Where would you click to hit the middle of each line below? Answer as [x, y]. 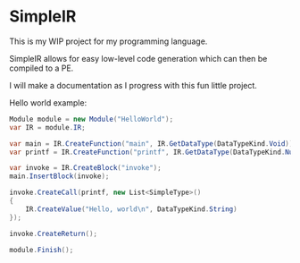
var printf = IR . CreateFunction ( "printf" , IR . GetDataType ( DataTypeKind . [147, 152]
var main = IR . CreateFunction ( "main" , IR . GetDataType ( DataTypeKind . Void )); [153, 144]
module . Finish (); [42, 250]
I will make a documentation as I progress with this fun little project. [133, 85]
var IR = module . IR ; [48, 127]
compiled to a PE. [42, 68]
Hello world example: [48, 102]
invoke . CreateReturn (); [54, 233]
